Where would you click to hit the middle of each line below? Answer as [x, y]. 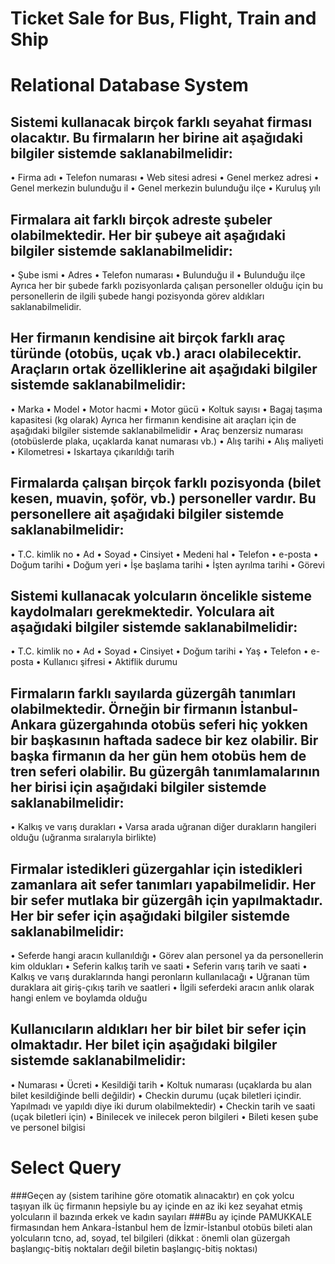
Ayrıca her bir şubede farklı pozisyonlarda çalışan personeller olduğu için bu [167, 285]
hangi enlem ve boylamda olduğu [79, 998]
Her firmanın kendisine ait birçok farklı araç [148, 338]
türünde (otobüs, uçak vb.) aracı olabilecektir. [156, 353]
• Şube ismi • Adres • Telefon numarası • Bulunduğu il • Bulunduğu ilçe [158, 275]
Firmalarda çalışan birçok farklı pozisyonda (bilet [166, 483]
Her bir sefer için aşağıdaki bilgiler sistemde [150, 915]
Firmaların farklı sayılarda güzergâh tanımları [153, 693]
